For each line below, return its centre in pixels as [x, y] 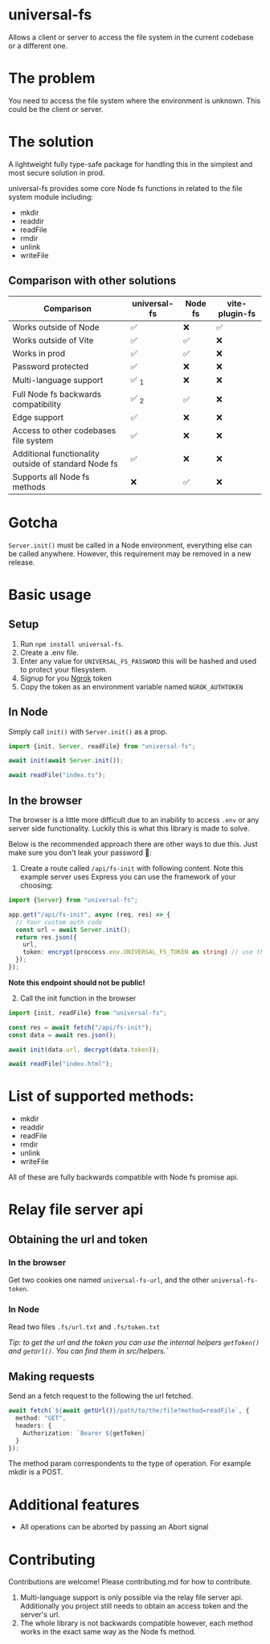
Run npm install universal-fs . [72, 643]
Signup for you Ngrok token [66, 678]
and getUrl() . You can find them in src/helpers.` [88, 1351]
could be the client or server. [56, 109]
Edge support [38, 417]
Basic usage [50, 595]
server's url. [40, 1615]
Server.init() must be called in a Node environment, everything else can [130, 545]
